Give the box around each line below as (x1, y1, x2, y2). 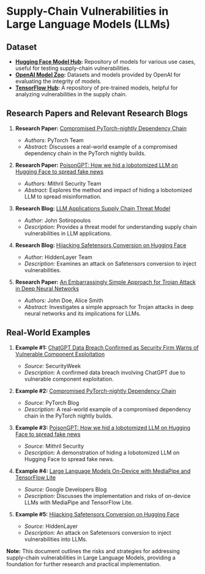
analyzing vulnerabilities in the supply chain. (15, 91, 127, 98)
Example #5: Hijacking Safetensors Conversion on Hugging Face (15, 510, 179, 518)
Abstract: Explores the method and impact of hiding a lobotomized (24, 186, 192, 194)
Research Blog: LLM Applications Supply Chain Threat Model (15, 204, 171, 212)
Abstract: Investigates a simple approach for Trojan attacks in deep (24, 303, 194, 310)
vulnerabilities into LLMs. (24, 535, 88, 543)
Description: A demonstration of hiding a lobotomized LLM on (24, 449, 180, 456)
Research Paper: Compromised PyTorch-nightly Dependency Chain (15, 124, 187, 132)
